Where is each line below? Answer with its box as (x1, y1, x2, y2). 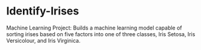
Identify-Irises (6, 4, 80, 18)
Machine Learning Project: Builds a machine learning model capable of (6, 24, 182, 31)
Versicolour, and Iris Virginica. (6, 37, 81, 44)
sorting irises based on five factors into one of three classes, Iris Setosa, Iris (6, 30, 196, 37)
